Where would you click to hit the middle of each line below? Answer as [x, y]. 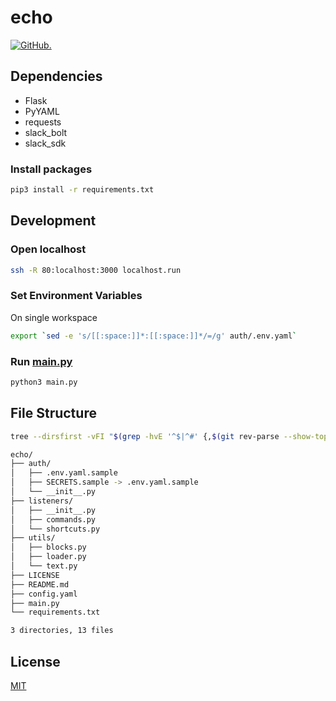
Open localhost [48, 249]
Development [53, 221]
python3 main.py [44, 382]
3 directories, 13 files [62, 631]
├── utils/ [33, 538]
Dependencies [56, 76]
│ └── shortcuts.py [55, 529]
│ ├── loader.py [48, 557]
